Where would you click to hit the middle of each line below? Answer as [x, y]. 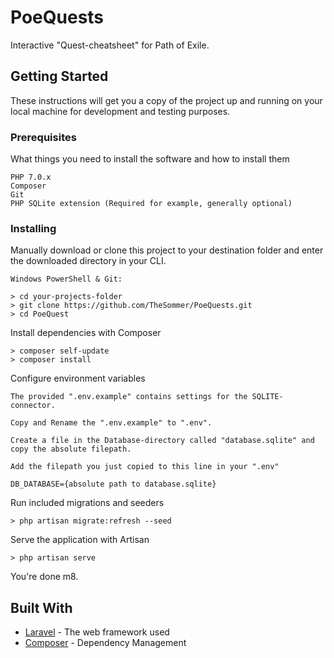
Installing [33, 228]
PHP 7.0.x [31, 177]
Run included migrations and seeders [87, 503]
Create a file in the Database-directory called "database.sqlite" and [162, 441]
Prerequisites [43, 137]
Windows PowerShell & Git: [66, 279]
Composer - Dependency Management [105, 643]
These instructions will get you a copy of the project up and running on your [166, 100]
